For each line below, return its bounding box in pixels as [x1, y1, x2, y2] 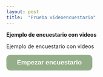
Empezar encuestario [17, 58, 82, 66]
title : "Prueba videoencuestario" [6, 14, 96, 20]
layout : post [6, 8, 39, 15]
